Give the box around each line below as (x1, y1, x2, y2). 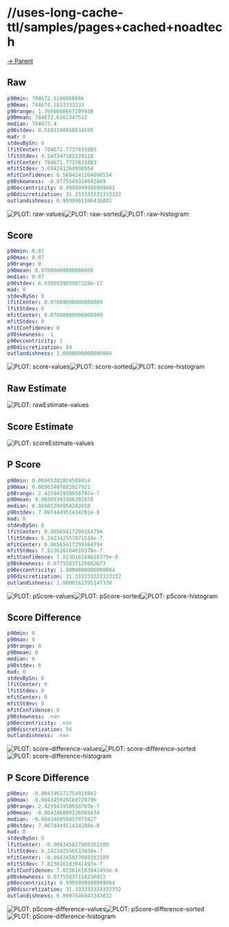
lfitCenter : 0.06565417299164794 (7, 528, 103, 535)
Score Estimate (7, 421, 74, 433)
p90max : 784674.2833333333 (7, 101, 85, 108)
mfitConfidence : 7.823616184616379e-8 (7, 554, 118, 561)
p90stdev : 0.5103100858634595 (7, 127, 94, 134)
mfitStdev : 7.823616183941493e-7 (7, 860, 103, 867)
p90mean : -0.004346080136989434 (7, 809, 100, 816)
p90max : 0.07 (7, 254, 45, 261)
